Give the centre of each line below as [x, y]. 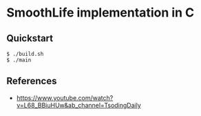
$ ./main [19, 60]
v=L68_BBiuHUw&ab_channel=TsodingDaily [79, 105]
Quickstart [30, 38]
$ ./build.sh [25, 54]
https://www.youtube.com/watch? [65, 97]
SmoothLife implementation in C [100, 13]
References [32, 81]
